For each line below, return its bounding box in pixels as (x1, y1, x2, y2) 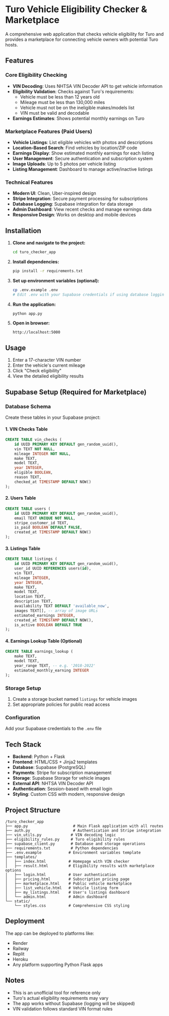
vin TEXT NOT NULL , (14, 446, 55, 452)
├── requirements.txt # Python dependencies (5, 845, 119, 851)
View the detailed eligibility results (12, 373, 84, 379)
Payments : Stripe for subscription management (12, 769, 112, 776)
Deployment (5, 917, 45, 926)
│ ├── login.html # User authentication (5, 872, 116, 877)
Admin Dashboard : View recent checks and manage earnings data (12, 206, 152, 213)
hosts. (5, 41, 18, 47)
